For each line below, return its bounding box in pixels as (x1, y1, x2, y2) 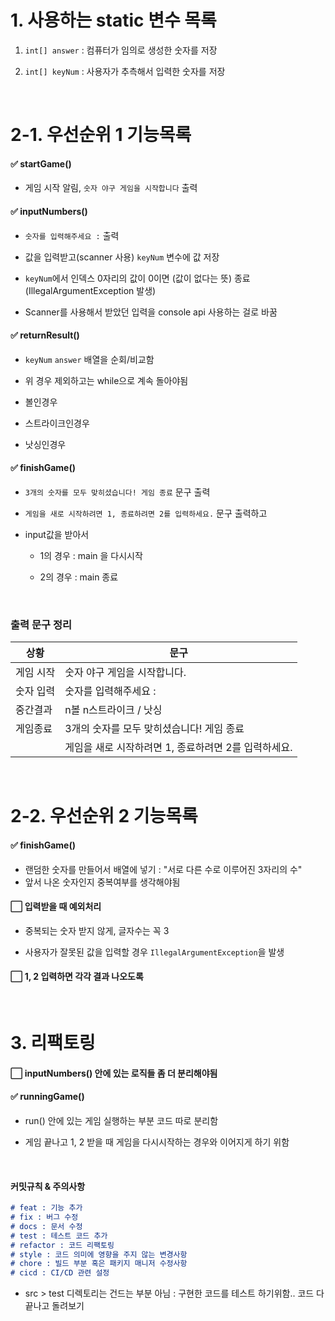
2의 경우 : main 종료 (39, 571, 119, 583)
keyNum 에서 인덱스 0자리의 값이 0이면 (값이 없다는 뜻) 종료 (24, 272, 251, 284)
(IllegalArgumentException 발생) (24, 284, 157, 296)
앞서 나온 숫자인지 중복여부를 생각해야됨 (24, 876, 181, 888)
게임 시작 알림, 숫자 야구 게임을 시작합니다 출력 (24, 182, 198, 194)
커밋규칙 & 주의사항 (10, 1180, 86, 1192)
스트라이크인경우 (24, 417, 90, 429)
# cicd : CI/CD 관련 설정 (10, 1268, 110, 1278)
